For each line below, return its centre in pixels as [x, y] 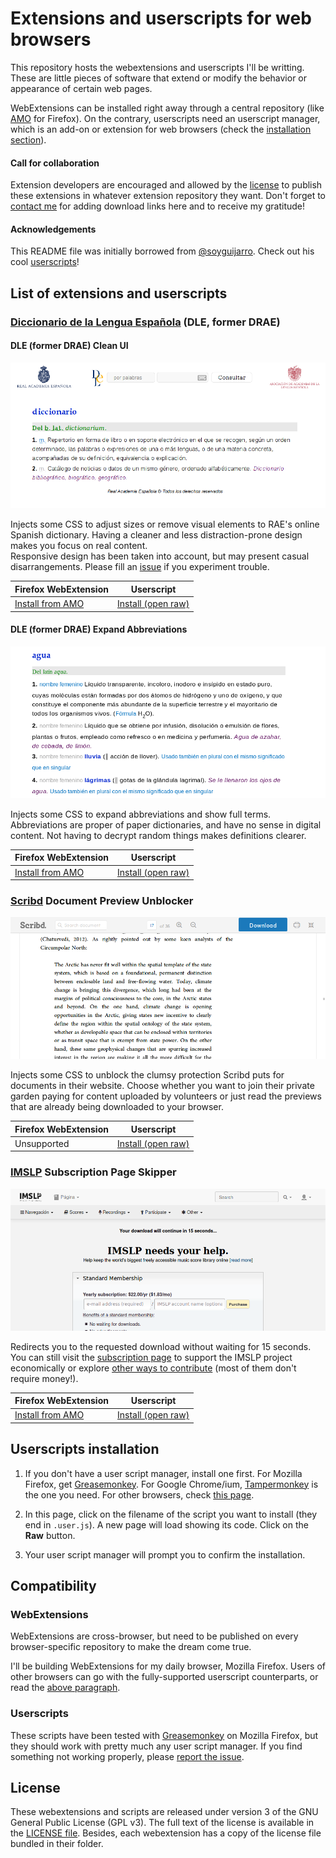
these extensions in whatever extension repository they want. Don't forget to [168, 196]
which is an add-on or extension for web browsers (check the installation [161, 129]
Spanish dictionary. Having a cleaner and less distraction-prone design [156, 535]
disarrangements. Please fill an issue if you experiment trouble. [140, 567]
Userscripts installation [85, 1449]
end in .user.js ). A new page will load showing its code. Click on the [166, 1524]
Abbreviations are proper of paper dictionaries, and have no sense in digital [166, 824]
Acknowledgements [53, 229]
